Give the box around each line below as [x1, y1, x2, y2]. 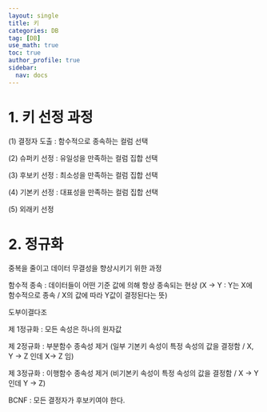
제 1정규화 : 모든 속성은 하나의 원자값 [8, 324, 122, 334]
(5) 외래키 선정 [8, 204, 54, 214]
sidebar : [8, 64, 38, 72]
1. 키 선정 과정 [8, 108, 94, 126]
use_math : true [8, 42, 59, 50]
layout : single [8, 11, 59, 20]
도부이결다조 [8, 307, 48, 317]
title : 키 [8, 19, 40, 27]
